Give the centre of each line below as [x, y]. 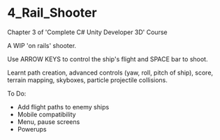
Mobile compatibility [46, 114]
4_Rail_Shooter [52, 13]
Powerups [32, 129]
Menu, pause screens [49, 122]
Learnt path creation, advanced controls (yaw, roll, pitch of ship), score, [110, 72]
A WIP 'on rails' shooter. [42, 45]
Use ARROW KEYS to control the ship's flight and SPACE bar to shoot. [108, 59]
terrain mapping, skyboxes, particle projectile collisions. [87, 80]
